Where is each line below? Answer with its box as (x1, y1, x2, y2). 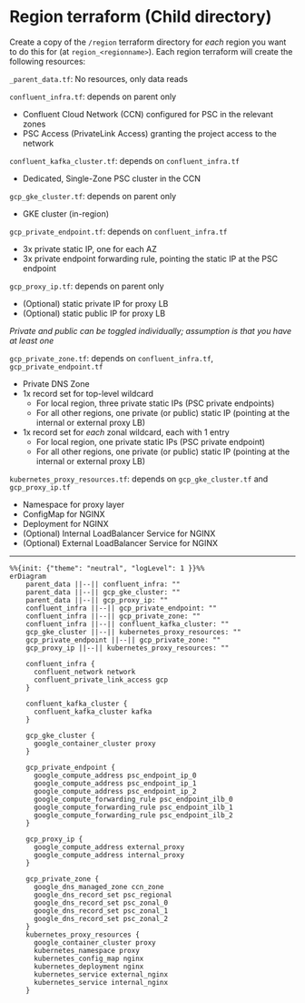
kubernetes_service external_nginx (33, 969, 169, 979)
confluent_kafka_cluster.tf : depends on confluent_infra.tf (9, 155, 241, 166)
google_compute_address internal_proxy (33, 850, 184, 859)
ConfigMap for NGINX (22, 508, 106, 520)
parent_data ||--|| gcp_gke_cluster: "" (25, 587, 181, 597)
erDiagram (9, 572, 47, 581)
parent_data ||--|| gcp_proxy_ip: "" (25, 595, 169, 604)
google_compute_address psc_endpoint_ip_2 (33, 786, 197, 795)
